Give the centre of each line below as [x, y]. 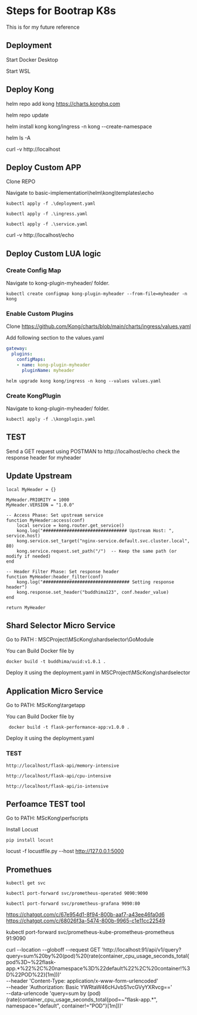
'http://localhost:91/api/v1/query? [142, 950]
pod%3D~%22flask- [31, 962]
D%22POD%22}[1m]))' [34, 975]
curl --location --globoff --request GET [53, 950]
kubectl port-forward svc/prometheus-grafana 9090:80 [73, 904]
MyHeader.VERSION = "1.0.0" [40, 505]
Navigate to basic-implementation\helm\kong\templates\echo [80, 193]
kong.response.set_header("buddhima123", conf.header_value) [93, 592]
